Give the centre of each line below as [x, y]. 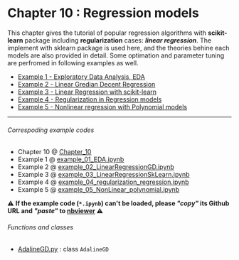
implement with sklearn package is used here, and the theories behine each [118, 48]
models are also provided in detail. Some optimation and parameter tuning [116, 55]
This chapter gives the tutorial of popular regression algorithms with [107, 33]
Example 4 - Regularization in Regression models [90, 99]
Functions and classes [40, 227]
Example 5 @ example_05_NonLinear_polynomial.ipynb [99, 190]
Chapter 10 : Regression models [103, 13]
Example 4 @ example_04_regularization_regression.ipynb [103, 182]
